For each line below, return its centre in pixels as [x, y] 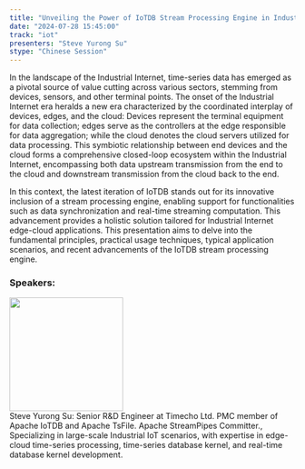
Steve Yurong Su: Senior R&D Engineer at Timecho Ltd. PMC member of [144, 416]
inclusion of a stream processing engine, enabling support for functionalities [152, 202]
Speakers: [33, 283]
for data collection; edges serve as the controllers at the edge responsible [148, 126]
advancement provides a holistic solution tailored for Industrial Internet [142, 221]
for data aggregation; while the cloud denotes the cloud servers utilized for [149, 135]
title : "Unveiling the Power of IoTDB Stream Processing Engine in [140, 18]
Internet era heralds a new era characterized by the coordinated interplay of [151, 106]
